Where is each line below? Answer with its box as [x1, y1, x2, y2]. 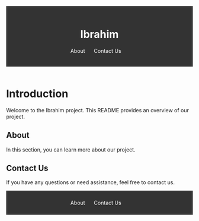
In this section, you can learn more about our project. [6, 146, 136, 153]
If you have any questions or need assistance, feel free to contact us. [6, 179, 175, 186]
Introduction [6, 87, 69, 100]
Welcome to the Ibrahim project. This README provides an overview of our [6, 106, 190, 113]
